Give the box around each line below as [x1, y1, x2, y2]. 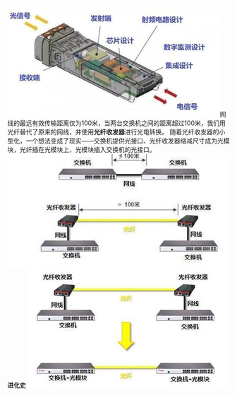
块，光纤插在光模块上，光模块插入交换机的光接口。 [7, 146, 156, 153]
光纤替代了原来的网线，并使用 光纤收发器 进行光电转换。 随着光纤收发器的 [7, 128, 219, 136]
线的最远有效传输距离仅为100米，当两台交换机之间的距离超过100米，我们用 [7, 119, 226, 127]
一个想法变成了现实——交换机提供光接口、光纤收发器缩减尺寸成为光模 [25, 136, 230, 145]
